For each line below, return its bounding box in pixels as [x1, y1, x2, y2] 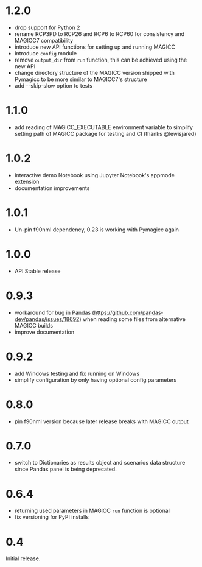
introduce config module [14, 49, 77, 57]
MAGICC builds [14, 322, 53, 329]
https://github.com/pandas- [94, 309, 164, 316]
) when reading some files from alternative [79, 315, 186, 323]
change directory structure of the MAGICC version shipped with [14, 69, 175, 76]
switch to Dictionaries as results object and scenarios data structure [14, 459, 186, 467]
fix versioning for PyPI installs [14, 513, 89, 521]
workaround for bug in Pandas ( [14, 309, 95, 316]
